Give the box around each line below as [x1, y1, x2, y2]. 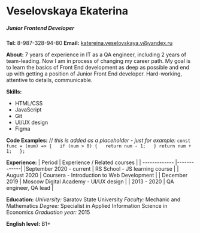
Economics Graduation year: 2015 [6, 208, 90, 216]
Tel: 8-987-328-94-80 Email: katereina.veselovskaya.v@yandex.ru [6, 40, 173, 47]
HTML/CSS [14, 100, 43, 107]
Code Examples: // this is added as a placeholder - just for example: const [6, 137, 191, 144]
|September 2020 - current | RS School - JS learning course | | [23, 165, 179, 173]
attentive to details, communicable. [6, 77, 93, 84]
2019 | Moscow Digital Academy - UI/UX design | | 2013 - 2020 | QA [6, 178, 174, 185]
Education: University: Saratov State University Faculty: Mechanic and [6, 196, 181, 203]
